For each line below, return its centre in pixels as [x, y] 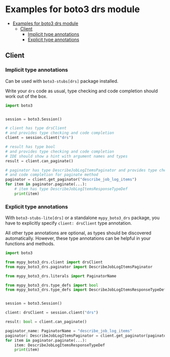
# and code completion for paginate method [52, 175]
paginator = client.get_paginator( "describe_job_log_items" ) [71, 180]
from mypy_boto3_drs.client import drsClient [54, 262]
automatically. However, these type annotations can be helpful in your [78, 238]
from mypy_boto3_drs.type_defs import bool [52, 285]
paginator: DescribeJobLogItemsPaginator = [52, 336]
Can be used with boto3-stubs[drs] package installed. [62, 81]
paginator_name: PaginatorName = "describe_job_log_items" [69, 331]
